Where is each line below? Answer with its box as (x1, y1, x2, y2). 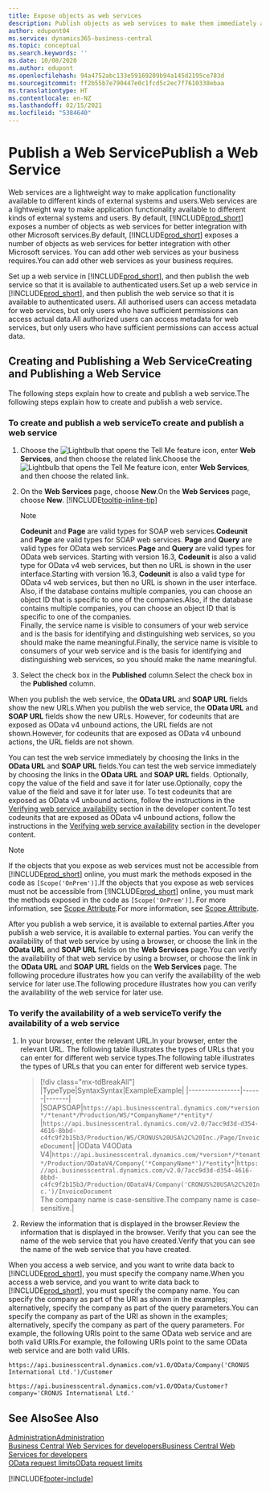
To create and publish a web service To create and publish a (8, 417, 244, 428)
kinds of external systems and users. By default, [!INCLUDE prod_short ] (8, 212, 243, 222)
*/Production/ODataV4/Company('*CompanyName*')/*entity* (39, 1159, 235, 1168)
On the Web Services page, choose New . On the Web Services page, (19, 487, 251, 496)
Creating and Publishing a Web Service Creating (8, 355, 252, 369)
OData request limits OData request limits (8, 1458, 143, 1468)
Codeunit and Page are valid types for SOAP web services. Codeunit (19, 526, 248, 536)
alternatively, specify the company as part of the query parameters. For (8, 1320, 245, 1330)
